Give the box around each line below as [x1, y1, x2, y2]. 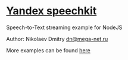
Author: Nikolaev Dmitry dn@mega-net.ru [6, 35, 108, 42]
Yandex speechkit [6, 4, 97, 18]
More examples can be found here [6, 46, 90, 54]
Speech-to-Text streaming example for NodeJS [6, 24, 123, 31]
